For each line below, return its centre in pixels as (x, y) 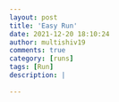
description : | (38, 75)
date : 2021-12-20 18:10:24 (59, 34)
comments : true (38, 51)
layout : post (34, 17)
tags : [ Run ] (31, 67)
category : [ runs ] (42, 59)
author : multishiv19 (48, 42)
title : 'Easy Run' (43, 26)
